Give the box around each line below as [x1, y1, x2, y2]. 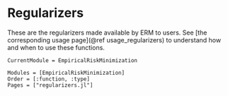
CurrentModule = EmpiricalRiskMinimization [7, 56, 138, 64]
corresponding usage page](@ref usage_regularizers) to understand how [7, 35, 222, 44]
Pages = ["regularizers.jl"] [7, 81, 93, 89]
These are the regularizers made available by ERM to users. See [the [7, 28, 207, 37]
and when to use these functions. [7, 43, 105, 52]
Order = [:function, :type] [7, 76, 91, 83]
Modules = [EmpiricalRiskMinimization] [7, 69, 125, 76]
